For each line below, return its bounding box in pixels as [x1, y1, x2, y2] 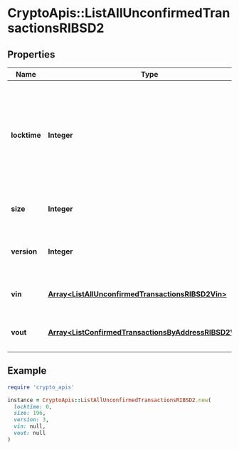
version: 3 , [14, 416, 50, 423]
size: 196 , [14, 410, 46, 417]
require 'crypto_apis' [7, 384, 75, 391]
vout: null [14, 430, 46, 437]
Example [7, 364, 47, 377]
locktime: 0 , [14, 403, 53, 410]
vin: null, [14, 423, 46, 431]
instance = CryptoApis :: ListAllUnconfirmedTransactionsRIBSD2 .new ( [7, 396, 212, 404]
